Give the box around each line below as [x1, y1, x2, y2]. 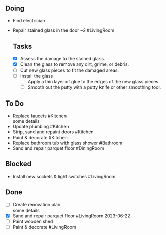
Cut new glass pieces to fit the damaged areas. [20, 67, 119, 73]
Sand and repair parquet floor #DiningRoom [12, 145, 104, 151]
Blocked [5, 160, 32, 169]
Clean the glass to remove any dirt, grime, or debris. [20, 61, 129, 68]
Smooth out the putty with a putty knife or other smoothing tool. [27, 84, 161, 90]
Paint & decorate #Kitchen [12, 134, 68, 140]
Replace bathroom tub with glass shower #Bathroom [12, 140, 123, 146]
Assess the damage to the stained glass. [20, 55, 105, 61]
